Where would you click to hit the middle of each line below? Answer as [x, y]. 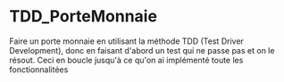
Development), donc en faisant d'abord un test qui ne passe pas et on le [142, 50]
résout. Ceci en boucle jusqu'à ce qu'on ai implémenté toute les [126, 60]
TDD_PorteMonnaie [84, 16]
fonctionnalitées [39, 70]
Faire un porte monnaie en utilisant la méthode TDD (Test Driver [126, 41]
